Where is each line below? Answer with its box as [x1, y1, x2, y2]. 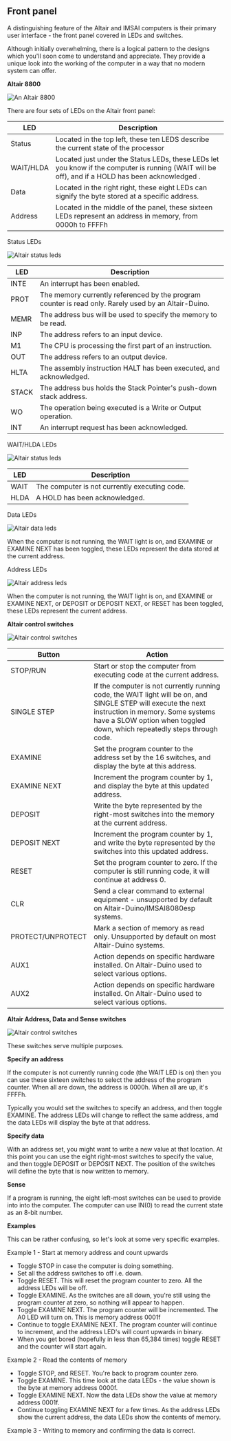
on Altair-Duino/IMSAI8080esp [93, 903, 196, 912]
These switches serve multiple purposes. [7, 1041, 124, 1050]
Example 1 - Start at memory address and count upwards [7, 1248, 168, 1256]
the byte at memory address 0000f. [16, 1383, 118, 1391]
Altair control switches [7, 620, 74, 628]
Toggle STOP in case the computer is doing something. [16, 1261, 174, 1270]
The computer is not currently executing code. [35, 482, 186, 491]
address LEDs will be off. [16, 1283, 88, 1291]
